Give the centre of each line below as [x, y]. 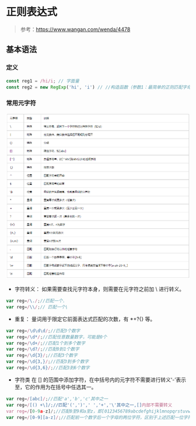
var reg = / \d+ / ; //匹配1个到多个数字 [46, 343]
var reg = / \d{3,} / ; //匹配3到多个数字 [48, 362]
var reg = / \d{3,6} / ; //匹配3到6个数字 [48, 368]
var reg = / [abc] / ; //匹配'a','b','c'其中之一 [57, 398]
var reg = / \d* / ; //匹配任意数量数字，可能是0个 [57, 337]
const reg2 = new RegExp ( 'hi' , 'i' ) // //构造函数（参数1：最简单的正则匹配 [94, 87]
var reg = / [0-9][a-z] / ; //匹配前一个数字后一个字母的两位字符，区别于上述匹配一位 [95, 417]
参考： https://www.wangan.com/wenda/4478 [75, 29]
